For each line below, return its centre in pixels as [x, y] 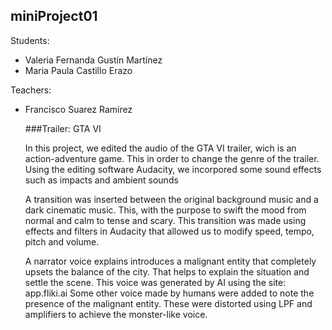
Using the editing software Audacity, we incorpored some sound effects [173, 169]
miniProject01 [54, 16]
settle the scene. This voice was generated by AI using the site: [155, 282]
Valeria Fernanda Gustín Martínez [93, 60]
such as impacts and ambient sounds [101, 180]
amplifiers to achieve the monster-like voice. [116, 314]
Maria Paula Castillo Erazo [78, 70]
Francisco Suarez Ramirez [78, 109]
